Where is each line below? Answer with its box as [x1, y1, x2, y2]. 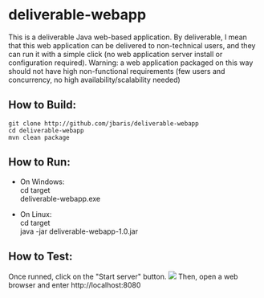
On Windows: [19, 177, 65, 186]
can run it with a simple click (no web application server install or [8, 49, 223, 59]
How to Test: [8, 249, 73, 263]
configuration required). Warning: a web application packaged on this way [8, 58, 254, 67]
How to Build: [8, 98, 77, 112]
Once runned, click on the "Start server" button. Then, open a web [8, 271, 238, 282]
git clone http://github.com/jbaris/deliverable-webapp [8, 119, 199, 128]
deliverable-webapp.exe [19, 194, 101, 203]
